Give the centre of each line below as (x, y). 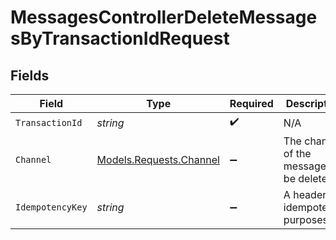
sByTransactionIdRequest (120, 38)
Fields (30, 75)
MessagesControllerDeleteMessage (164, 17)
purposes (305, 219)
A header (305, 194)
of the (297, 153)
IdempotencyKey (51, 207)
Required (251, 103)
